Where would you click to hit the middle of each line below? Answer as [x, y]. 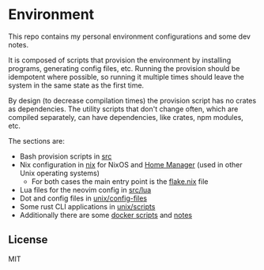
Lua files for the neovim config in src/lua [85, 189]
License [28, 240]
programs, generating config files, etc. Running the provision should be [124, 68]
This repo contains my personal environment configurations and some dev [130, 36]
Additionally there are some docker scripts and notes [106, 215]
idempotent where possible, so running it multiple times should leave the [126, 77]
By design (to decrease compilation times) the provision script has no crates [132, 100]
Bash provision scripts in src [66, 156]
